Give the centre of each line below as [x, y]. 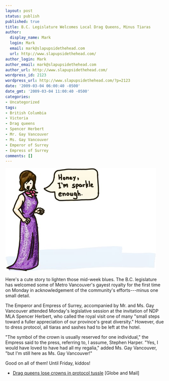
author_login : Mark [26, 59]
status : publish [22, 16]
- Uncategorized [22, 102]
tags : [11, 107]
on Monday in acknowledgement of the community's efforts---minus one [82, 290]
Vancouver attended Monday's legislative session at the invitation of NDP [82, 311]
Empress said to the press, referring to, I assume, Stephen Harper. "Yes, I [82, 343]
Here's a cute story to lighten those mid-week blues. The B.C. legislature [81, 280]
